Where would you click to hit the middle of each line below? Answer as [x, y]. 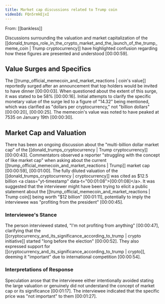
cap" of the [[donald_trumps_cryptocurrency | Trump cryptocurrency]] [77, 150]
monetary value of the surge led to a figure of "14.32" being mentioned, [77, 102]
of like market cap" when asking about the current [56, 160]
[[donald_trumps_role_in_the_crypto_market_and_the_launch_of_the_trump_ [81, 43]
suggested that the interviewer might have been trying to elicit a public [77, 186]
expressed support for [28, 246]
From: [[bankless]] [24, 28]
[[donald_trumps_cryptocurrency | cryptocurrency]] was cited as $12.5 [77, 176]
